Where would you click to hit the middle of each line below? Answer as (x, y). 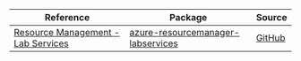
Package (189, 17)
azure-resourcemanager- (185, 32)
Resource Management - (67, 32)
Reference (67, 17)
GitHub (271, 38)
